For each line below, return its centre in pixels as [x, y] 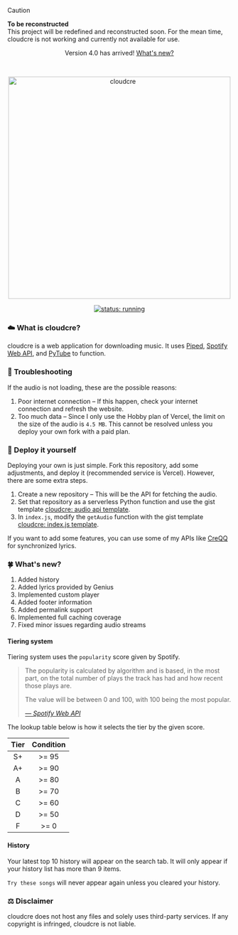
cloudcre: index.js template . [58, 524]
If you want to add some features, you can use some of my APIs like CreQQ [118, 538]
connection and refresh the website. [71, 409]
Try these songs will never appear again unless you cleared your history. [114, 882]
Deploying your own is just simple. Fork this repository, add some [103, 465]
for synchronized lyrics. [42, 545]
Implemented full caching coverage [70, 617]
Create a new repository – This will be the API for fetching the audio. [118, 494]
